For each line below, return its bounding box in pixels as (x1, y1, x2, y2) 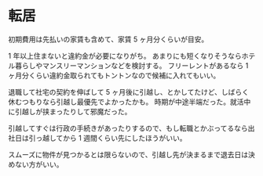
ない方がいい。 (14, 160, 64, 169)
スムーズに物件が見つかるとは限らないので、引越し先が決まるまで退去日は (8, 149, 249, 159)
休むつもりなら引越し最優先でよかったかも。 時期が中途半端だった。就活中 (8, 97, 251, 106)
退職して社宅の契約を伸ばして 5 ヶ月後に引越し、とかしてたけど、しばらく (8, 87, 250, 96)
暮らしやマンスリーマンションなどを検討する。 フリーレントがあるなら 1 (14, 60, 249, 70)
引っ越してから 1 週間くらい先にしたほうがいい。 (28, 133, 187, 142)
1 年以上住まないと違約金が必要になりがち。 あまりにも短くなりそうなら (8, 51, 242, 60)
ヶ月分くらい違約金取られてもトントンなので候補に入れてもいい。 (8, 70, 221, 80)
